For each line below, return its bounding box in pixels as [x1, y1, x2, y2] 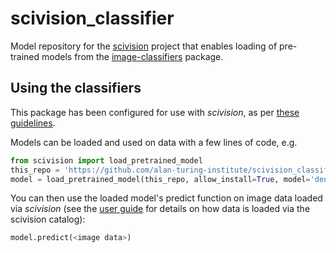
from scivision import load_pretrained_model [10, 155, 203, 166]
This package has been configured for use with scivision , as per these [10, 106, 300, 118]
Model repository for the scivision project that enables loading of [10, 40, 278, 52]
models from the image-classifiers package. [41, 50, 224, 62]
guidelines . [10, 117, 56, 129]
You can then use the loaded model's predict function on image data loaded [10, 192, 323, 204]
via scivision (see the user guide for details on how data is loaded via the [10, 203, 311, 215]
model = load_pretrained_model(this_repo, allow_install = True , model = [10, 174, 311, 184]
